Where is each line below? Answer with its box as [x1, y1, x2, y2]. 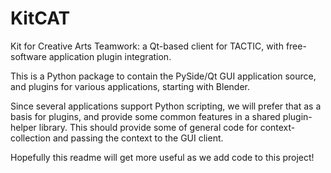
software [10, 50, 47, 62]
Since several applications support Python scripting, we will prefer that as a [10, 100, 322, 112]
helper [10, 121, 37, 133]
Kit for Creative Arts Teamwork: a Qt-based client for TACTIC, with [10, 40, 284, 52]
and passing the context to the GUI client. [52, 132, 224, 144]
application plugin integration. [48, 50, 172, 62]
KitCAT [10, 7, 71, 30]
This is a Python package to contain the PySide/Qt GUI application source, [10, 70, 317, 82]
